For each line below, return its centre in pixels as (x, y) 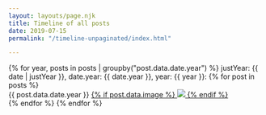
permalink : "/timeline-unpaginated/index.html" (90, 38)
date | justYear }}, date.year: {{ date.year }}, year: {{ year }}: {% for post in (131, 76)
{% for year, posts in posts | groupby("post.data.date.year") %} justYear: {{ (133, 68)
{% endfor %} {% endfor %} (55, 103)
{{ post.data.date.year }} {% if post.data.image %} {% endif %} (118, 95)
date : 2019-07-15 (38, 31)
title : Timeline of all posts (59, 23)
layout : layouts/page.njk (52, 16)
